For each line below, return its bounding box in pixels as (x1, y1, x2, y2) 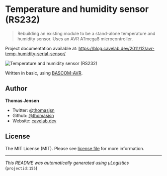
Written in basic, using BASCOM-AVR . (5, 70, 83, 76)
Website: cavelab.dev (12, 118, 57, 124)
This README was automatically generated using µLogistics (5, 160, 129, 166)
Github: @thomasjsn (12, 112, 54, 118)
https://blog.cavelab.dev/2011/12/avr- (78, 45, 155, 51)
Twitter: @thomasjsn (12, 107, 55, 113)
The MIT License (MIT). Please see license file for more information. (5, 145, 145, 151)
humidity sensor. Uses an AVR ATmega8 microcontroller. (17, 36, 133, 42)
